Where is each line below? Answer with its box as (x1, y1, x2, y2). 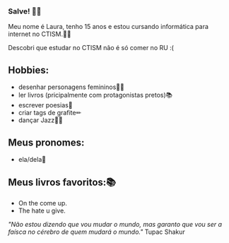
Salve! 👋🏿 (8, 6, 42, 16)
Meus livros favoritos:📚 (8, 177, 116, 189)
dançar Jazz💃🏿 (18, 116, 63, 124)
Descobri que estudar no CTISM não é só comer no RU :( (8, 44, 174, 52)
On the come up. (18, 198, 68, 207)
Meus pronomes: (8, 136, 85, 148)
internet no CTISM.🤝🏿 (8, 30, 71, 38)
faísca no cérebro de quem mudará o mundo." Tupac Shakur (8, 227, 186, 236)
